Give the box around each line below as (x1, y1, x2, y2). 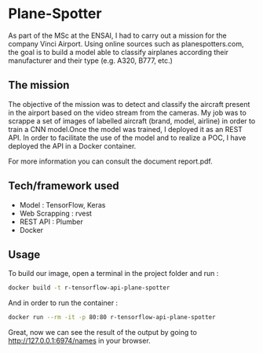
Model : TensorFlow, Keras (19, 200, 106, 209)
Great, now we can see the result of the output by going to (8, 328, 198, 337)
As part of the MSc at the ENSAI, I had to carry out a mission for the (8, 31, 227, 40)
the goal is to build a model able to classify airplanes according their (8, 47, 229, 57)
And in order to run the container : (8, 298, 119, 307)
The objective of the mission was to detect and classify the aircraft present (8, 99, 250, 108)
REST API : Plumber (19, 217, 84, 226)
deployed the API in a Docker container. (8, 141, 137, 150)
